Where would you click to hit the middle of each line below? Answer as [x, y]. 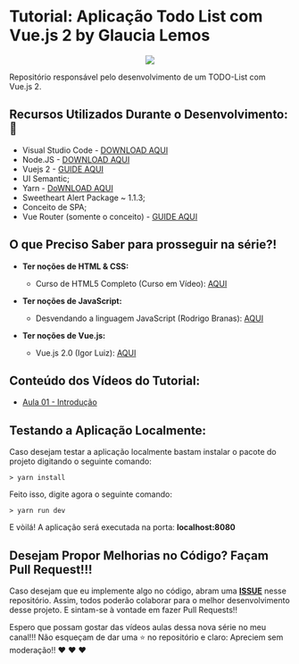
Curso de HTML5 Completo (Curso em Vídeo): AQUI [131, 283]
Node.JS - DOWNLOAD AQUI [76, 159]
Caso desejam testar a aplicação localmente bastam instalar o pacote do [143, 452]
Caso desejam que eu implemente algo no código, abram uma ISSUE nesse [148, 591]
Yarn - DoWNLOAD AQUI [67, 188]
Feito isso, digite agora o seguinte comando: [91, 494]
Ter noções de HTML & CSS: [75, 266]
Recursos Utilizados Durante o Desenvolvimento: [149, 115]
